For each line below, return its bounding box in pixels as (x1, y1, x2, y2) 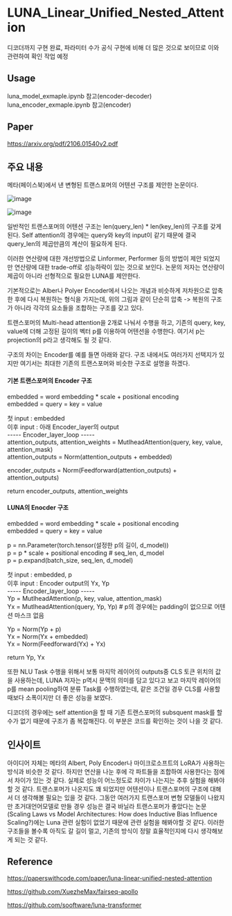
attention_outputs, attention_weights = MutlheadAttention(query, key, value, (7, 438, 223, 446)
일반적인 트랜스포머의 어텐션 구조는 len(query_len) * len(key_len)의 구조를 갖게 (7, 222, 222, 231)
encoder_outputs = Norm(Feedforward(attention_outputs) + (7, 466, 177, 474)
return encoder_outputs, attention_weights (7, 486, 128, 495)
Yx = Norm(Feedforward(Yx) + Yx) (7, 640, 106, 648)
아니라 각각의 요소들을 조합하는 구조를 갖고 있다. (14, 303, 144, 312)
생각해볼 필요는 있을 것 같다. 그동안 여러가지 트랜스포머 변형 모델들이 (21, 793, 206, 802)
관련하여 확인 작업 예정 (7, 52, 69, 60)
